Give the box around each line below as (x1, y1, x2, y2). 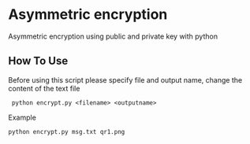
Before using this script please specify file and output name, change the (8, 75, 243, 84)
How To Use (8, 54, 69, 68)
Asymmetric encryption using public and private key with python (8, 31, 218, 41)
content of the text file (8, 83, 80, 93)
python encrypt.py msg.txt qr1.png (8, 127, 125, 135)
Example (8, 113, 37, 122)
